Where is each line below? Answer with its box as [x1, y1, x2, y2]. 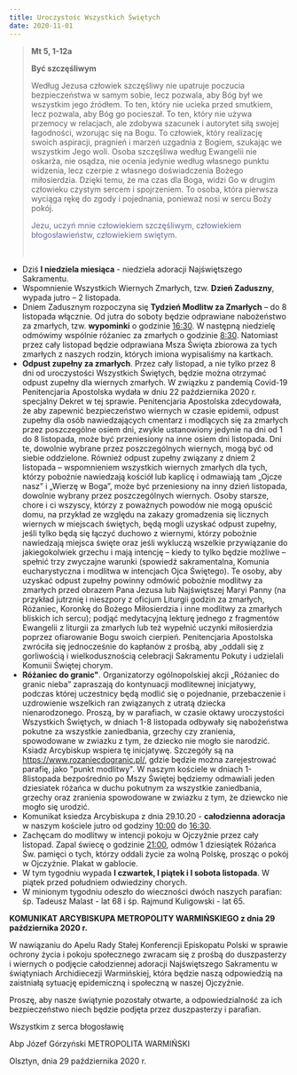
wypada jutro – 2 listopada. [21, 292, 121, 303]
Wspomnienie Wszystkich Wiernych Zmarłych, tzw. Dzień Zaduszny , [21, 282, 275, 293]
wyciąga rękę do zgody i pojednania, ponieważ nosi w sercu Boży [30, 193, 272, 204]
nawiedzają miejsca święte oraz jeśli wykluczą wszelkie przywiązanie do [21, 537, 288, 548]
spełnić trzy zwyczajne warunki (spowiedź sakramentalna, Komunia [21, 556, 270, 566]
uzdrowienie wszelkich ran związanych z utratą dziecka [21, 698, 226, 708]
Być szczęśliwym [30, 63, 97, 74]
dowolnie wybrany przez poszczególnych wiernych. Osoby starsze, [21, 490, 270, 501]
